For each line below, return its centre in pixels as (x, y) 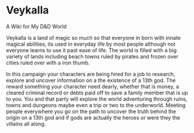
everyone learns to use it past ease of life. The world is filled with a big (91, 50)
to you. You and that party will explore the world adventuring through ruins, (97, 99)
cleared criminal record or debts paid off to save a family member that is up (97, 93)
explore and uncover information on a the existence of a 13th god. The (91, 80)
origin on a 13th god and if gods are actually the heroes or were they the (93, 117)
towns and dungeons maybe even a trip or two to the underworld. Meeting (96, 105)
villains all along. (26, 124)
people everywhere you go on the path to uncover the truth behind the (91, 111)
